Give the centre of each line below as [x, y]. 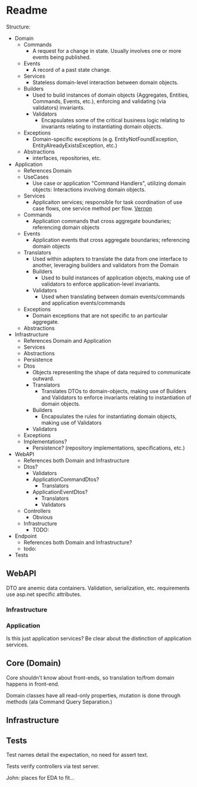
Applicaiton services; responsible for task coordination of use [107, 202]
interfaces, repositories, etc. [67, 158]
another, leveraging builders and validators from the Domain [106, 265]
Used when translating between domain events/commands [113, 297]
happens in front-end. [33, 684]
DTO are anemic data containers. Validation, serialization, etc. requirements [98, 588]
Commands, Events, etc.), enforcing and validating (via [99, 101]
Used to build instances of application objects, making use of [116, 278]
